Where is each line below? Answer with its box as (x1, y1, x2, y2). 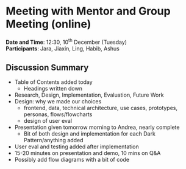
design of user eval (23, 117, 73, 125)
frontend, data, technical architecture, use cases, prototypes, (23, 105, 178, 112)
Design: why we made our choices (14, 98, 102, 105)
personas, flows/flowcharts (23, 111, 93, 118)
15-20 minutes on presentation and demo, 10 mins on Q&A (14, 150, 161, 157)
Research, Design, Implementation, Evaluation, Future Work (14, 91, 164, 98)
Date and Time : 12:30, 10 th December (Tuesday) (5, 37, 127, 46)
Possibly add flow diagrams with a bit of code (14, 156, 129, 164)
